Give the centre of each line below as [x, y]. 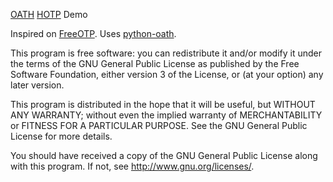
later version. [37, 85]
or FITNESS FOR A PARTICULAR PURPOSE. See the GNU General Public [159, 125]
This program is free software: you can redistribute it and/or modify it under [166, 53]
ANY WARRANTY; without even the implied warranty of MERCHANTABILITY [166, 115]
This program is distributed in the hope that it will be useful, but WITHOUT [163, 104]
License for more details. [61, 136]
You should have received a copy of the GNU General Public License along [164, 155]
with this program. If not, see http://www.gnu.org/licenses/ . [132, 166]
